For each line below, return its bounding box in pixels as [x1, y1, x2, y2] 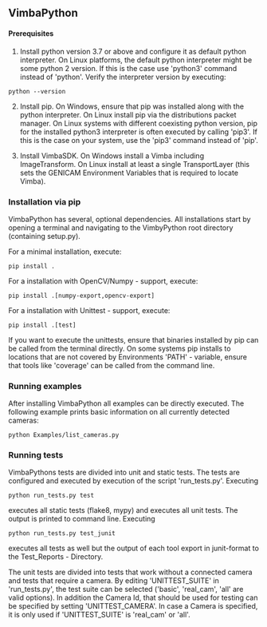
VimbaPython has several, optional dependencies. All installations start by [8, 214, 251, 224]
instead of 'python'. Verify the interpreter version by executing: [19, 72, 226, 81]
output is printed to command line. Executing [8, 514, 155, 524]
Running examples [8, 380, 82, 391]
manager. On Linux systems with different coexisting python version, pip [19, 118, 257, 128]
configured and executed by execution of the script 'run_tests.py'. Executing [8, 476, 259, 486]
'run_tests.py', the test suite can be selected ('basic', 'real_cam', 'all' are [8, 585, 244, 594]
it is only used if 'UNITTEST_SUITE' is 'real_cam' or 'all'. [8, 610, 190, 620]
